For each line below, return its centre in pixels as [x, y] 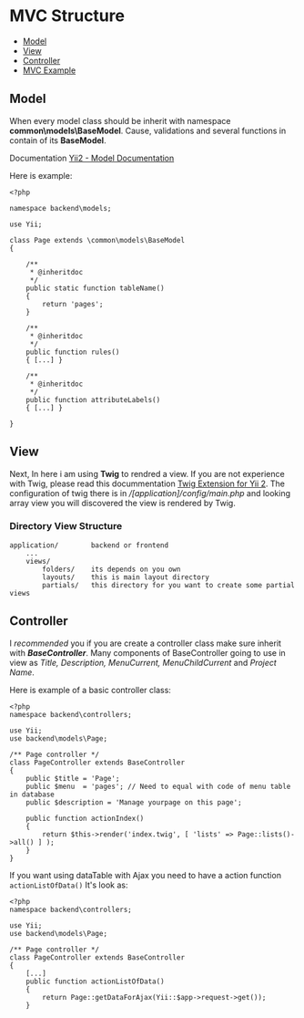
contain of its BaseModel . [58, 140]
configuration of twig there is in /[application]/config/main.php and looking [150, 493]
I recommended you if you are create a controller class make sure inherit [146, 643]
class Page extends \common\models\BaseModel [97, 240]
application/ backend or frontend [89, 545]
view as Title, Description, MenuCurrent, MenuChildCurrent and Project [143, 662]
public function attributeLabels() [93, 400]
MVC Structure [67, 16]
